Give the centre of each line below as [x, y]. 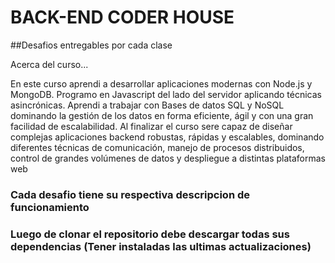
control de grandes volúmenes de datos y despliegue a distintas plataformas [168, 158]
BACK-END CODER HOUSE [122, 17]
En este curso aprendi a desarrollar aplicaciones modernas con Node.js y [161, 83]
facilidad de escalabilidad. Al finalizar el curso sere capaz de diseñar [151, 126]
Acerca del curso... [49, 64]
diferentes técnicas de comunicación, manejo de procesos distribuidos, [157, 147]
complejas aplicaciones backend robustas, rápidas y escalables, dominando [167, 137]
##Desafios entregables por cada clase [91, 45]
